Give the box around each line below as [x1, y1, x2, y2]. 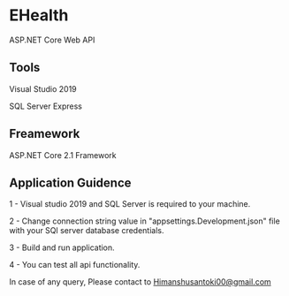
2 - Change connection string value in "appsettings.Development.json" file [9, 216, 280, 226]
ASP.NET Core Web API [9, 34, 95, 45]
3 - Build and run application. [9, 242, 115, 253]
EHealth [9, 5, 69, 26]
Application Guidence [9, 175, 132, 190]
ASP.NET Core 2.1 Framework [9, 149, 117, 160]
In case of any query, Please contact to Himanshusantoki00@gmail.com [9, 277, 271, 287]
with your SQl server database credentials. [9, 225, 164, 236]
